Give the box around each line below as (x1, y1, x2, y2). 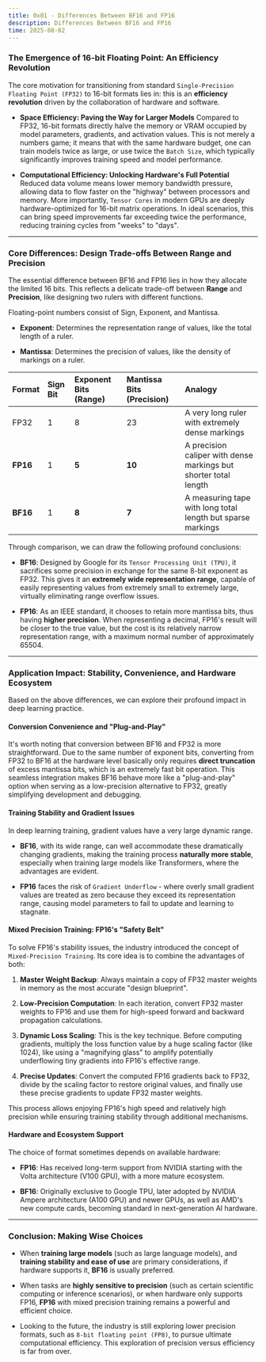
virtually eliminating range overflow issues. (19, 591, 160, 600)
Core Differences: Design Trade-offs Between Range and (8, 247, 232, 258)
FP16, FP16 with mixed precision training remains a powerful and (19, 1298, 230, 1307)
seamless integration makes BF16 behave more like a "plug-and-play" (8, 773, 236, 782)
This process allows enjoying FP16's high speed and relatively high (8, 1103, 226, 1113)
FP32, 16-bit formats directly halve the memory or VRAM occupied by (19, 120, 247, 131)
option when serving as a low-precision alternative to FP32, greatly (8, 782, 227, 791)
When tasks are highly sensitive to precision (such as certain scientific (19, 1280, 254, 1291)
